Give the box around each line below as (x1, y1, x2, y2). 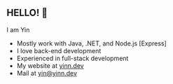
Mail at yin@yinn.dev (16, 69, 78, 77)
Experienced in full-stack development (16, 54, 129, 62)
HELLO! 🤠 (6, 7, 48, 19)
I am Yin (6, 25, 30, 34)
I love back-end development (16, 46, 102, 55)
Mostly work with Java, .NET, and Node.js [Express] (16, 39, 167, 48)
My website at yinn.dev (16, 61, 85, 70)
